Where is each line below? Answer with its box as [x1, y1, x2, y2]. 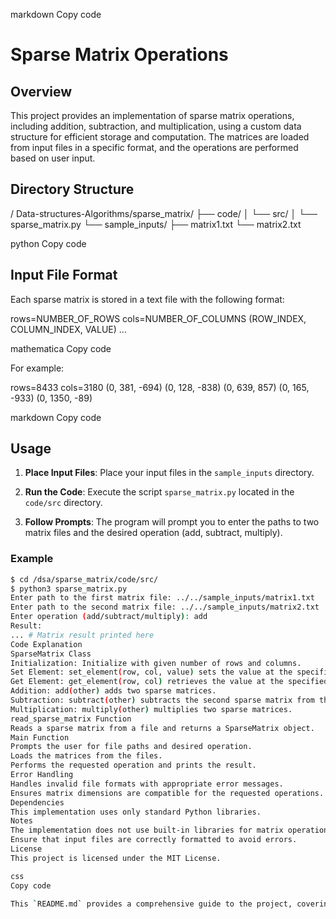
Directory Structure [10, 181, 135, 198]
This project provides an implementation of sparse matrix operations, [10, 110, 295, 121]
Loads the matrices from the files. [10, 751, 163, 761]
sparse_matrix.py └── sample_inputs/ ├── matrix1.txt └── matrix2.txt [10, 218, 302, 230]
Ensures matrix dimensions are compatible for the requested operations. [10, 788, 325, 798]
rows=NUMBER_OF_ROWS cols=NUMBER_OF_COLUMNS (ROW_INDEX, [10, 312, 307, 324]
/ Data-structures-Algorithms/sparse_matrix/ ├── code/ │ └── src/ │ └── [10, 207, 318, 219]
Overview [10, 83, 73, 100]
